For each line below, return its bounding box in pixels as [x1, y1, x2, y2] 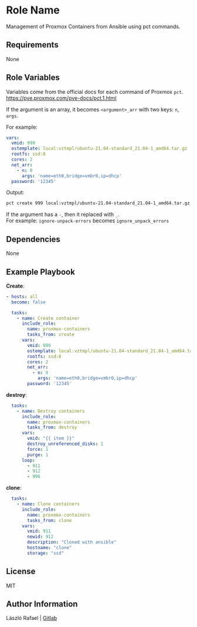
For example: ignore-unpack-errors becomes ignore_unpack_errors [6, 217, 169, 224]
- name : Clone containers [16, 501, 80, 507]
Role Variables [6, 73, 60, 83]
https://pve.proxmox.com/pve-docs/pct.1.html [6, 95, 117, 102]
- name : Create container [16, 315, 80, 321]
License [6, 567, 36, 577]
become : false [11, 299, 46, 305]
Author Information [6, 599, 78, 609]
